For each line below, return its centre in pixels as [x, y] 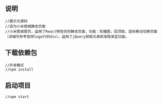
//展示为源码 [16, 21]
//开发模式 [15, 65]
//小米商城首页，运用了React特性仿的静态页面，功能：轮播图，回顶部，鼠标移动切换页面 [81, 31]
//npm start [17, 97]
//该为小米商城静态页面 [25, 26]
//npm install [19, 69]
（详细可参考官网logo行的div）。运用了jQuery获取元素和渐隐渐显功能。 [67, 36]
